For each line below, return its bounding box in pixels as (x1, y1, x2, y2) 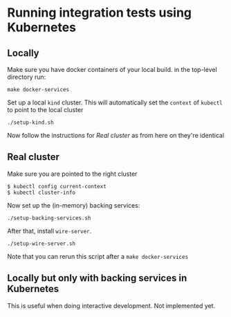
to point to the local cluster (7, 106, 84, 114)
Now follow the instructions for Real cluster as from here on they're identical (7, 132, 225, 139)
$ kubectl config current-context (7, 183, 107, 190)
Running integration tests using (7, 5, 192, 21)
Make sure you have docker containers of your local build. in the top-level (7, 66, 218, 73)
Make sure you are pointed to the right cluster (7, 170, 138, 178)
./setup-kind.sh (7, 119, 54, 126)
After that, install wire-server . (7, 226, 92, 235)
